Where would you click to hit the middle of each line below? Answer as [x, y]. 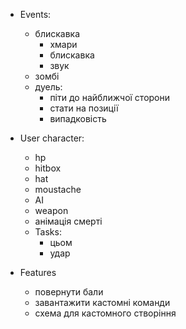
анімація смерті [68, 221]
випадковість [78, 118]
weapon [51, 210]
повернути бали [69, 292]
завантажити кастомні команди [102, 302]
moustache [58, 189]
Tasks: [48, 232]
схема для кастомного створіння [105, 313]
